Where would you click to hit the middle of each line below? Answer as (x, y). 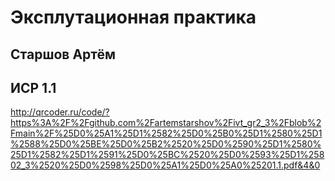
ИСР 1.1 (33, 87)
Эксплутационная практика (133, 17)
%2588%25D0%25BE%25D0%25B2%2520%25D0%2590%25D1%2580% (166, 144)
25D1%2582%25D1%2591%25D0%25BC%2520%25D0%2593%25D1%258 (167, 155)
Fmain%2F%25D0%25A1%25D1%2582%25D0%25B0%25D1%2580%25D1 (166, 133)
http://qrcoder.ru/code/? (60, 112)
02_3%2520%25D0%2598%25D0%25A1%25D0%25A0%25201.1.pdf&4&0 (165, 165)
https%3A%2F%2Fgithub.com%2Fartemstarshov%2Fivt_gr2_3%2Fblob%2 (166, 123)
